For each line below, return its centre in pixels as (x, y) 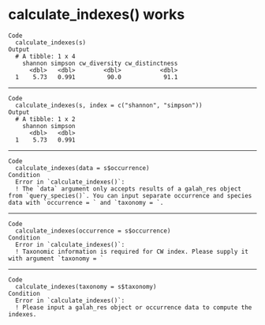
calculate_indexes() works (97, 15)
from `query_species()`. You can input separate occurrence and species (130, 195)
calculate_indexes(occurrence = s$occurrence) (93, 231)
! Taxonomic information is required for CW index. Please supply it (132, 251)
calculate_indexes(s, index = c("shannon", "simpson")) (109, 105)
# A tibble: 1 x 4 (46, 56)
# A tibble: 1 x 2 (46, 119)
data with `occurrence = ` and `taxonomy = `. (86, 202)
